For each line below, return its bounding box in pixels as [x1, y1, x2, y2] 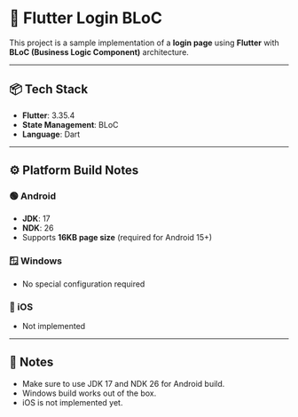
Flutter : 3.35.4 [21, 110, 75, 121]
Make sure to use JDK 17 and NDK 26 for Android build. [21, 378, 225, 389]
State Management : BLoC [21, 119, 119, 130]
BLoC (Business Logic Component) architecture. [9, 46, 189, 57]
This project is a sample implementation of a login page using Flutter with [9, 37, 279, 48]
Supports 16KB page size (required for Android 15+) [21, 232, 213, 243]
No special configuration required [21, 279, 145, 289]
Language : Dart [21, 129, 81, 139]
